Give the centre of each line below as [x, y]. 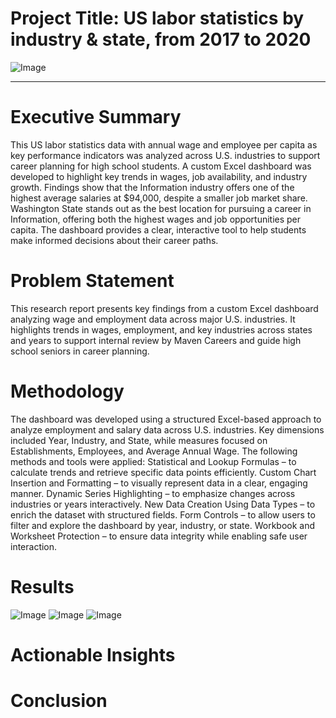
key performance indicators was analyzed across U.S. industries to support [165, 155]
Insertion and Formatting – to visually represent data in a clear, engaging [159, 483]
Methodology [67, 391]
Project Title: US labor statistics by [157, 18]
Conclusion [59, 701]
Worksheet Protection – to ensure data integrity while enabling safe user [159, 536]
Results [42, 586]
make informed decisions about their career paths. [114, 240]
